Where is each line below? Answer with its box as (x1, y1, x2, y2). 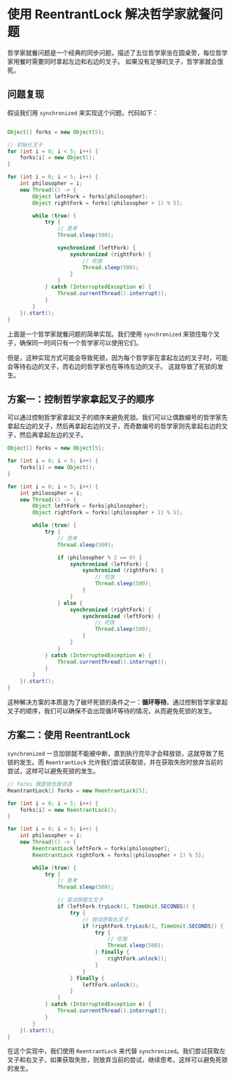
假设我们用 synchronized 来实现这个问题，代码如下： (7, 108, 159, 116)
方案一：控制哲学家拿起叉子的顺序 (7, 393, 155, 405)
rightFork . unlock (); (107, 955, 168, 962)
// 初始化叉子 (7, 141, 43, 148)
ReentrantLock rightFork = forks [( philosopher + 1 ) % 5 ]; (32, 851, 205, 859)
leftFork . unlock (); (82, 981, 139, 989)
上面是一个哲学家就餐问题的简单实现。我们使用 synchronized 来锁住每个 (7, 330, 214, 338)
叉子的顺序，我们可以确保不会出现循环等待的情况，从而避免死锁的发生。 (7, 707, 215, 715)
